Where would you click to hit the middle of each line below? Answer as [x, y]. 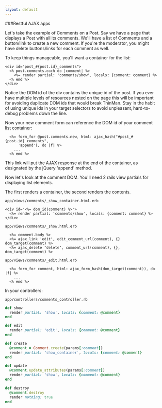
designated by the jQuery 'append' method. [49, 168]
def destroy [17, 388]
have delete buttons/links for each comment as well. [57, 48]
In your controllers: [24, 290]
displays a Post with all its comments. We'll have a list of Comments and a [79, 38]
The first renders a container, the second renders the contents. [68, 192]
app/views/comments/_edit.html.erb [41, 260]
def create [16, 343]
